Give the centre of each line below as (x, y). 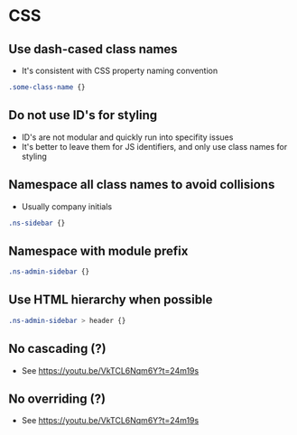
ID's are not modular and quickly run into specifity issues (127, 137)
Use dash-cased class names (93, 49)
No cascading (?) (57, 349)
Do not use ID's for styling (83, 115)
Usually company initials (67, 206)
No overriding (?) (57, 398)
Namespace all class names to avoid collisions (142, 185)
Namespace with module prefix (98, 250)
